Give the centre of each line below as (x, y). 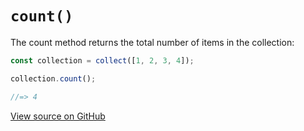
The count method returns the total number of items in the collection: (152, 42)
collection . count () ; (53, 78)
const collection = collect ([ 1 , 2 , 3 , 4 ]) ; (102, 60)
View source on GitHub (58, 116)
